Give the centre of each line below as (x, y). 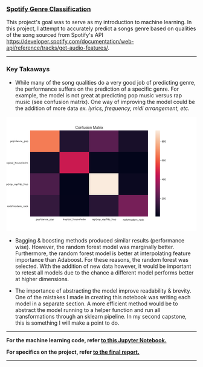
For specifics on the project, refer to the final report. (73, 352)
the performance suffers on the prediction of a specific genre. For (97, 89)
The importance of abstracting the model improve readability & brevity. (103, 291)
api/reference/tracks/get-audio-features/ (57, 48)
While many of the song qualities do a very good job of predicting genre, (105, 82)
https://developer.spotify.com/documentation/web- (70, 42)
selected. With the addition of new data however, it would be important (103, 266)
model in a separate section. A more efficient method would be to (96, 304)
